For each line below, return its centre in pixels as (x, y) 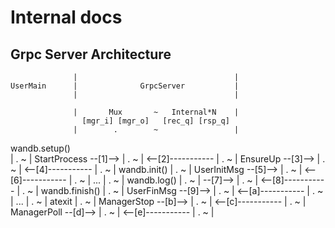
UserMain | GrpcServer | (125, 86)
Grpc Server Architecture (91, 54)
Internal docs (66, 17)
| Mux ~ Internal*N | (156, 112)
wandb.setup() (40, 148)
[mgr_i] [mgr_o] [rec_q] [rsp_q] (155, 121)
